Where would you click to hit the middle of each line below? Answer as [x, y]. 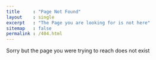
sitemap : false [29, 28]
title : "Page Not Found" [44, 12]
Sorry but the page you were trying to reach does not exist [78, 50]
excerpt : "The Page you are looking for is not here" [78, 23]
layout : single [30, 17]
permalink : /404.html [34, 34]
